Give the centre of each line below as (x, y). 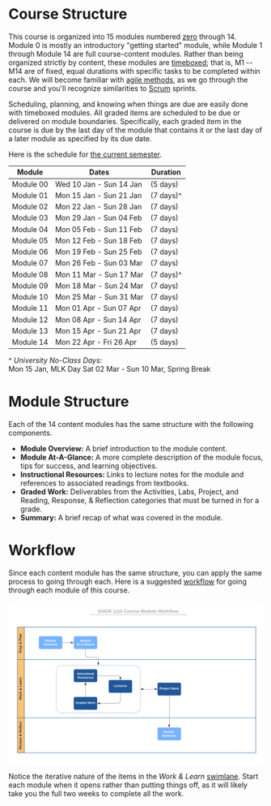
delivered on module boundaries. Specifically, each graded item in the (125, 121)
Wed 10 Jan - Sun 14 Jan (99, 184)
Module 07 (30, 263)
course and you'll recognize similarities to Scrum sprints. (103, 88)
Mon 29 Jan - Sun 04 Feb (99, 218)
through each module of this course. (69, 590)
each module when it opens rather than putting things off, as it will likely (128, 785)
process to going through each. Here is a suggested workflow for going (127, 581)
